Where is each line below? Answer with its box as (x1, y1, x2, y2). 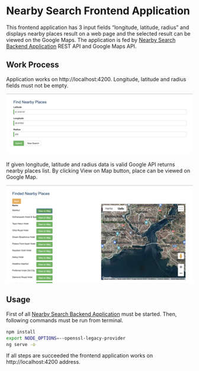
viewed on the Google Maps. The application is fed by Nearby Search (6, 36, 176, 43)
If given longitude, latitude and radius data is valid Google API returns (6, 161, 175, 168)
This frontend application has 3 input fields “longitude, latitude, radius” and (6, 24, 190, 31)
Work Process (6, 60, 59, 70)
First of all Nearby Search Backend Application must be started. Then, (6, 310, 177, 318)
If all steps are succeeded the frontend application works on (6, 352, 153, 359)
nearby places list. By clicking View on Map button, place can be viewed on (6, 167, 191, 174)
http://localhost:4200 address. (6, 359, 81, 366)
